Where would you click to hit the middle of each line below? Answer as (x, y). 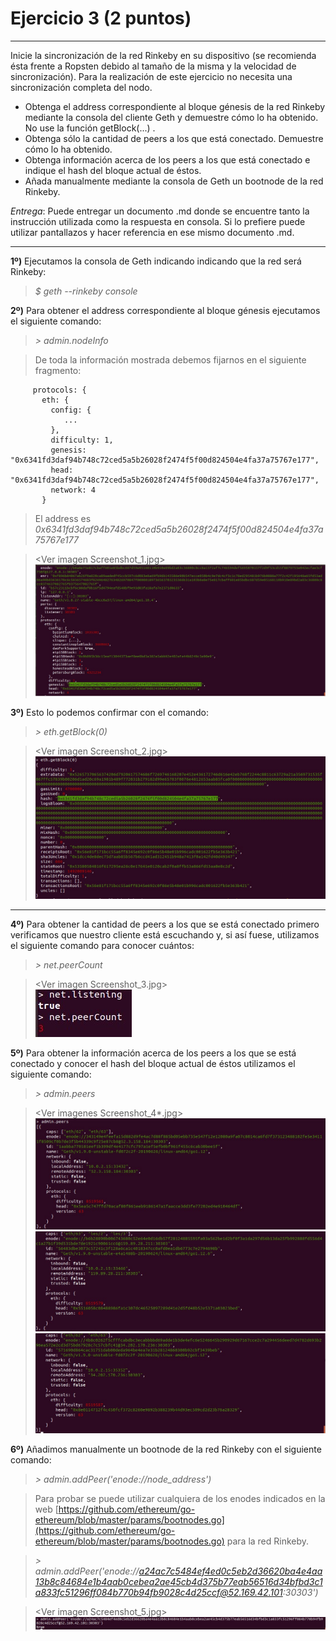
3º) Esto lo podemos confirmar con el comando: (110, 712)
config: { (71, 410)
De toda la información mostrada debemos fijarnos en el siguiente (170, 359)
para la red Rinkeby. (268, 1541)
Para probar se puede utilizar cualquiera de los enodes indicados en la (180, 1498)
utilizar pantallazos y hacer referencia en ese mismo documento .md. (152, 232)
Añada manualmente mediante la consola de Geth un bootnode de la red (174, 181)
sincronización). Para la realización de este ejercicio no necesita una (151, 76)
